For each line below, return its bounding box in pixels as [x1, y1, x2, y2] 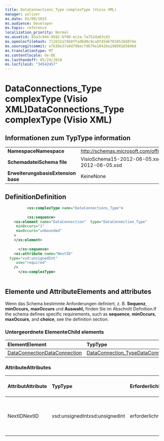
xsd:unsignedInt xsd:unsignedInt [52, 413, 125, 419]
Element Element [7, 341, 47, 348]
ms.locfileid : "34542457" [5, 62, 58, 67]
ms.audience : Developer [5, 21, 54, 26]
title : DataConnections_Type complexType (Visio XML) [5, 7, 117, 12]
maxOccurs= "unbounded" [16, 229, 62, 233]
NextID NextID [7, 413, 39, 419]
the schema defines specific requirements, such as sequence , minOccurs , [5, 311, 156, 317]
